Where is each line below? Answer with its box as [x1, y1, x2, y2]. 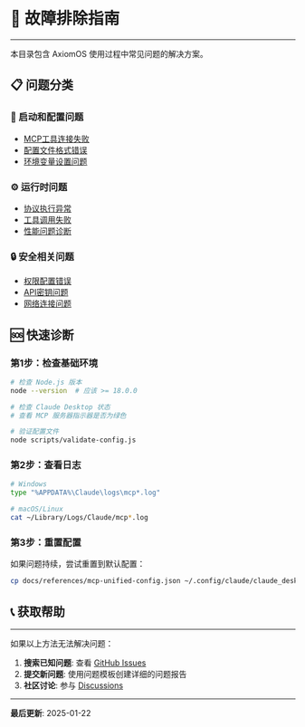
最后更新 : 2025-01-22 [10, 707, 91, 718]
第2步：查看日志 [10, 459, 81, 472]
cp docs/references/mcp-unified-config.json [10, 577, 181, 586]
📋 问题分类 [10, 78, 74, 93]
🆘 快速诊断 [10, 327, 75, 342]
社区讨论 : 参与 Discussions [23, 680, 124, 691]
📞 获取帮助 [10, 604, 66, 619]
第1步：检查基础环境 [10, 357, 99, 369]
